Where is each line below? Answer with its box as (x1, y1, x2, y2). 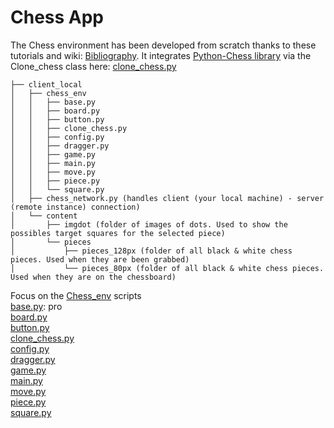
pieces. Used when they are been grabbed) (10, 254, 190, 265)
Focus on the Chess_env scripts (10, 289, 142, 301)
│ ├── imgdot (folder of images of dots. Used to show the (10, 219, 288, 230)
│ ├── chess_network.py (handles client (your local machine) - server (10, 193, 325, 203)
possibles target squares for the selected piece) (10, 228, 226, 238)
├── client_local (10, 79, 83, 90)
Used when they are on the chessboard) (10, 272, 177, 282)
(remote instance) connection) (10, 202, 141, 212)
